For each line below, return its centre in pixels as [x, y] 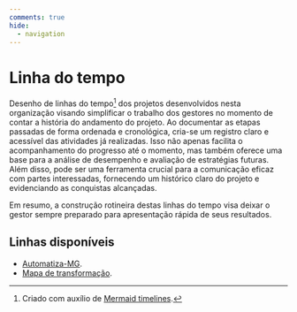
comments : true [37, 17]
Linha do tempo [67, 77]
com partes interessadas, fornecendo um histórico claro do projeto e [134, 179]
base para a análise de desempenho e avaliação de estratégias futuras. [139, 159]
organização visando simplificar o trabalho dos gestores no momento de [141, 112]
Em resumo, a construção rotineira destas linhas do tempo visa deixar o [140, 205]
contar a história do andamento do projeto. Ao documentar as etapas [135, 122]
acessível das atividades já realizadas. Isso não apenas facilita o [126, 141]
